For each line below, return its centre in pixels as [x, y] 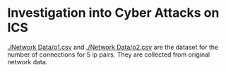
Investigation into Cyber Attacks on [113, 13]
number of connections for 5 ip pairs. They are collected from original [109, 55]
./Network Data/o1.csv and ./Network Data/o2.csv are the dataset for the [113, 47]
